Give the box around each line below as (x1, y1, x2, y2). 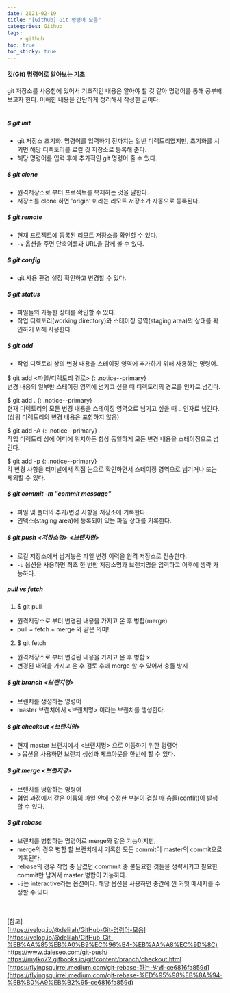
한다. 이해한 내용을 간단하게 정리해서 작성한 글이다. (25, 95, 161, 103)
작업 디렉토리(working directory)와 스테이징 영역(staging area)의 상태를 (16, 316, 212, 325)
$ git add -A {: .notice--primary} (7, 426, 98, 435)
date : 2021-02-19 (7, 10, 57, 17)
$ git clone (7, 170, 38, 178)
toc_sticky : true (7, 49, 57, 55)
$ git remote (7, 213, 42, 221)
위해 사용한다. (35, 325, 73, 333)
